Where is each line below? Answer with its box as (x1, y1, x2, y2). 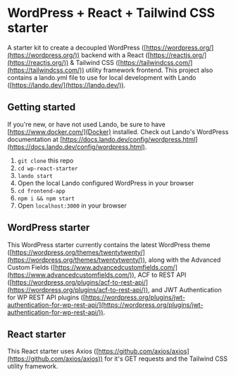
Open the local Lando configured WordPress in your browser (17, 179, 194, 187)
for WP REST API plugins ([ (7, 293, 86, 301)
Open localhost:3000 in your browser (17, 201, 127, 210)
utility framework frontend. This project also (85, 66, 213, 74)
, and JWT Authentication (147, 285, 222, 294)
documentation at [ (7, 135, 63, 143)
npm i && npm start (17, 195, 75, 202)
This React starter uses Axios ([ (7, 347, 99, 356)
